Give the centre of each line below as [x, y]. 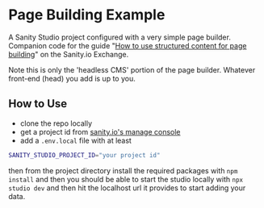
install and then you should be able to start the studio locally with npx [126, 179]
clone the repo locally [56, 123]
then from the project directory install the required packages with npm [123, 170]
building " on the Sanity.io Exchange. [69, 54]
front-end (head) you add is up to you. [72, 78]
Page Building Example [87, 15]
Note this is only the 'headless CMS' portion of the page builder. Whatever [132, 69]
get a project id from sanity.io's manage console [100, 131]
